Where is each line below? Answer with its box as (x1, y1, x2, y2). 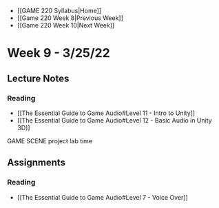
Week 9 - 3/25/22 (7, 45, 110, 61)
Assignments (7, 157, 66, 169)
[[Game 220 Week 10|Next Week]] (17, 21, 115, 29)
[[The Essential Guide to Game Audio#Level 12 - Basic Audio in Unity (17, 116, 212, 124)
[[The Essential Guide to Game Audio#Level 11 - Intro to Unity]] (17, 109, 195, 117)
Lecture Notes (7, 72, 70, 84)
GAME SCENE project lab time (7, 136, 93, 145)
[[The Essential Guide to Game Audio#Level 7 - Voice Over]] (17, 193, 188, 201)
